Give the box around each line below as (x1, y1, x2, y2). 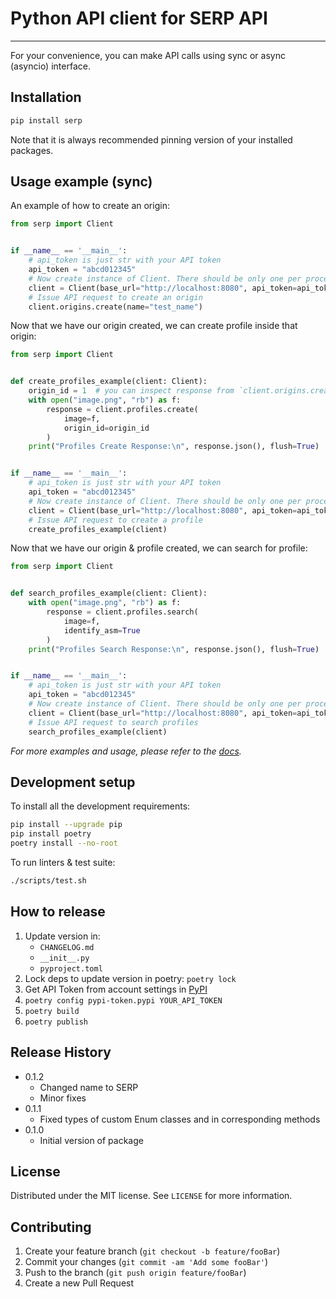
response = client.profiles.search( (46, 607, 199, 617)
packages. (10, 144, 54, 156)
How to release (10, 903, 106, 921)
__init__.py (39, 953, 90, 963)
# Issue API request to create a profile (28, 515, 203, 525)
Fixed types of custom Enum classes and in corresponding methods (39, 1113, 321, 1125)
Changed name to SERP (39, 1081, 139, 1093)
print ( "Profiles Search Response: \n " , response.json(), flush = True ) (28, 644, 320, 654)
